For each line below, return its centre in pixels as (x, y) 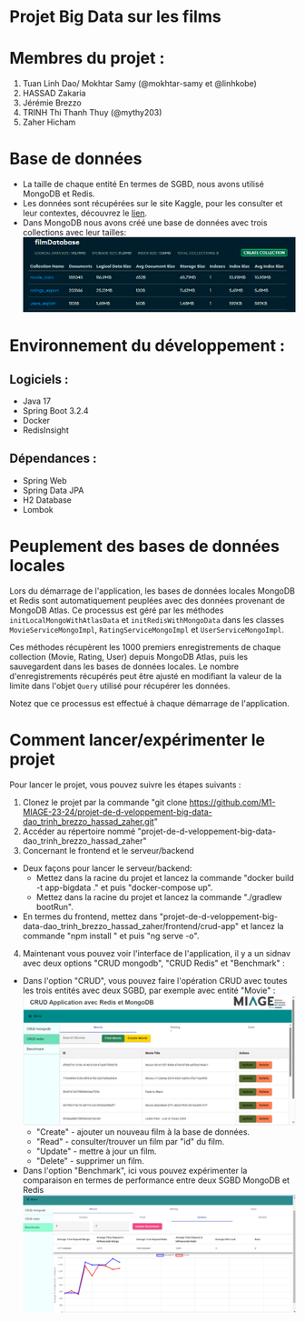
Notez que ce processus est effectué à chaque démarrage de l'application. (150, 703)
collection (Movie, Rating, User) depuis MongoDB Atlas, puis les (128, 656)
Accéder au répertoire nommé (79, 831)
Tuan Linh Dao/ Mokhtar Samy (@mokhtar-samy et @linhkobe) (139, 84)
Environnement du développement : (148, 346)
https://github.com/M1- (232, 802)
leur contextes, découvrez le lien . (85, 213)
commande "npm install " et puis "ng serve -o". (111, 936)
